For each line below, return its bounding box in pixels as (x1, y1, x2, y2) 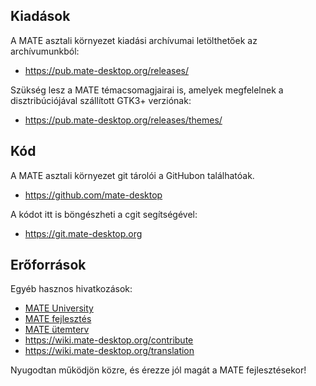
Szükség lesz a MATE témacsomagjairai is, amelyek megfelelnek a (10, 84, 284, 96)
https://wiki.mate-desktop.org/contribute (24, 334, 194, 346)
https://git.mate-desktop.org (24, 227, 143, 239)
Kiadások (10, 8, 71, 25)
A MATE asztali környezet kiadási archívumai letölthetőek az (10, 34, 258, 46)
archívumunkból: (10, 45, 80, 57)
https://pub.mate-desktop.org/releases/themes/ (24, 114, 223, 126)
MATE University (24, 302, 94, 314)
